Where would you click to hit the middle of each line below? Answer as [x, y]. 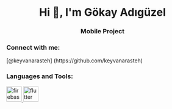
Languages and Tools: [40, 76]
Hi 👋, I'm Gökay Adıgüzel [102, 12]
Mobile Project [102, 31]
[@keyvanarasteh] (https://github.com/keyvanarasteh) [75, 61]
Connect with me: [33, 48]
